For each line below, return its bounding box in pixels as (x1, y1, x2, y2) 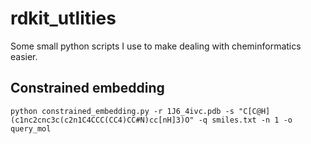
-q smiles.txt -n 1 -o (198, 115, 293, 125)
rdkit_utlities (10, 7, 117, 30)
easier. (10, 50, 38, 62)
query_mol (10, 123, 52, 134)
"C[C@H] (238, 106, 271, 116)
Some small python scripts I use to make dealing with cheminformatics (10, 40, 302, 52)
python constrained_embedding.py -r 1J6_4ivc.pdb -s (10, 106, 235, 116)
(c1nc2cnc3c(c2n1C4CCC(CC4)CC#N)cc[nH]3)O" (10, 115, 195, 125)
